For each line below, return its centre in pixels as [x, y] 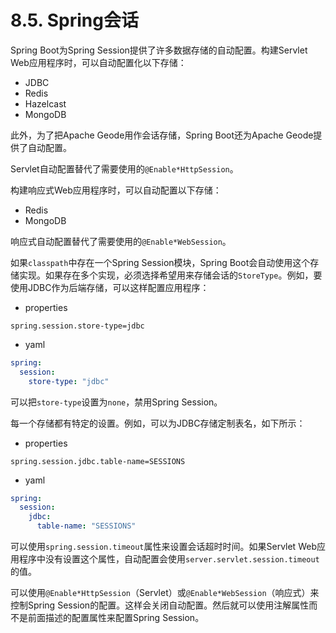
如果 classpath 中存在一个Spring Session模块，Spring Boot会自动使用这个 [160, 262]
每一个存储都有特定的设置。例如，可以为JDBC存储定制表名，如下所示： [158, 423]
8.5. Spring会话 [74, 20]
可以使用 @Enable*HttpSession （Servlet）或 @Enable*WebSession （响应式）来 [165, 593]
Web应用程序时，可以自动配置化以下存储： [98, 62]
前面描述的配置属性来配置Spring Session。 [116, 618]
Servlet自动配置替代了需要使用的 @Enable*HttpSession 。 [124, 168]
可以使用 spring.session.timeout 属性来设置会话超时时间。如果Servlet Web [163, 547]
